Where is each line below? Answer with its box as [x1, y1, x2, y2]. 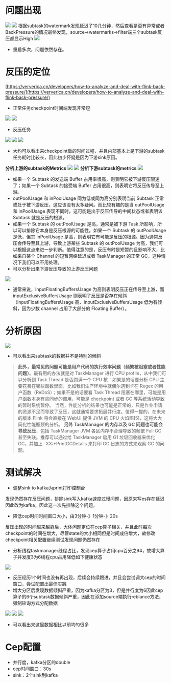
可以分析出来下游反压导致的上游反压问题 [12, 265, 98, 272]
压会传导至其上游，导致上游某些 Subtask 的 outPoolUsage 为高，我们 [12, 240, 159, 246]
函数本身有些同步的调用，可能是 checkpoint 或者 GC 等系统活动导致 [22, 396, 165, 402]
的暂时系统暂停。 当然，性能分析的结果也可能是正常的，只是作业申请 [17, 402, 162, 408]
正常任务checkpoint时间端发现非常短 [12, 105, 90, 111]
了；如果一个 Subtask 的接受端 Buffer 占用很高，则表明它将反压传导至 [12, 182, 160, 189]
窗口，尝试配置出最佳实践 [12, 581, 67, 587]
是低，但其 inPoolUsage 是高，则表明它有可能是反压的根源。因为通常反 [12, 234, 163, 240]
